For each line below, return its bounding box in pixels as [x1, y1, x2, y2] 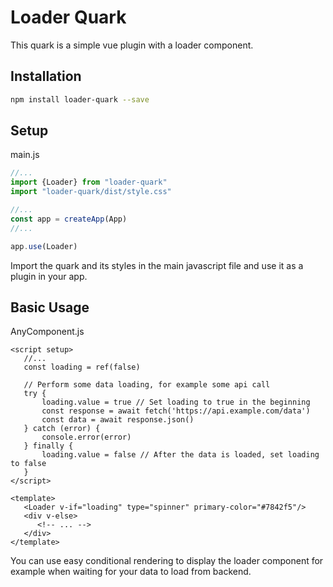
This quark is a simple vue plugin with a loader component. [10, 39, 254, 51]
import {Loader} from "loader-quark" [10, 177, 168, 188]
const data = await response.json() [41, 415, 195, 425]
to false [10, 459, 47, 469]
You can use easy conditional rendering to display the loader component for [10, 555, 324, 567]
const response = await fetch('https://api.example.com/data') [41, 406, 311, 416]
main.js [10, 149, 40, 161]
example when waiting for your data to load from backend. [10, 566, 252, 578]
